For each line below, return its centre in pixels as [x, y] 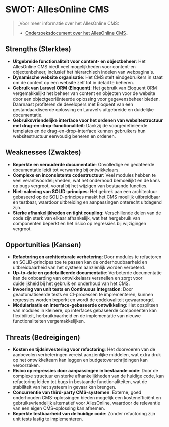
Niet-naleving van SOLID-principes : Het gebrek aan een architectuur [85, 191]
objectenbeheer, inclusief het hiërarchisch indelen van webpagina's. [83, 72]
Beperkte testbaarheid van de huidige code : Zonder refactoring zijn [84, 414]
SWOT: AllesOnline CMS [57, 9]
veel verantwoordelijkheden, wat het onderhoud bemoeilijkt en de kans [86, 180]
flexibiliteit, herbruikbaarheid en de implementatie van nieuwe [77, 316]
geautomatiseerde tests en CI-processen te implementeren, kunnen [83, 295]
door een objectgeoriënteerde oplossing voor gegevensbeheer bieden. [86, 99]
